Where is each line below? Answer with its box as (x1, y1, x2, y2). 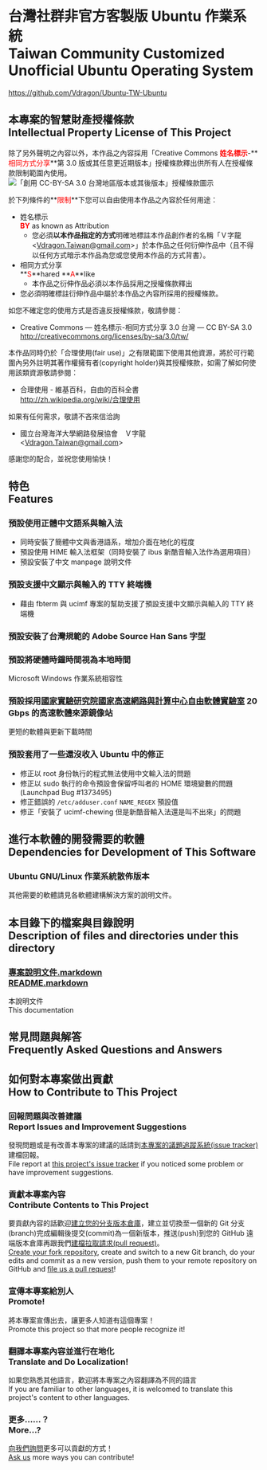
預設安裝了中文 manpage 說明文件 (19, 557, 132, 566)
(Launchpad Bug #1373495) (19, 787, 112, 797)
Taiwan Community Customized (8, 45, 226, 63)
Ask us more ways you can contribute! (8, 1452, 135, 1462)
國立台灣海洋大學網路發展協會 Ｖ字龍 (19, 428, 146, 438)
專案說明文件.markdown (8, 966, 103, 978)
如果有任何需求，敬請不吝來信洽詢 (8, 411, 120, 421)
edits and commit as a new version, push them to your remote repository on (8, 1256, 257, 1265)
